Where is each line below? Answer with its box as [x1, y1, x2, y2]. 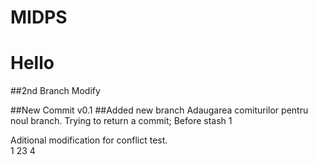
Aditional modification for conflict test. [10, 134, 168, 146]
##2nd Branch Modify [10, 85, 101, 97]
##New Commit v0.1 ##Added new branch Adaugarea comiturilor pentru [10, 104, 309, 116]
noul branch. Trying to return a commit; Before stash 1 [10, 115, 233, 127]
